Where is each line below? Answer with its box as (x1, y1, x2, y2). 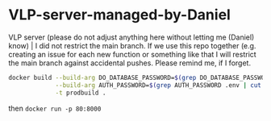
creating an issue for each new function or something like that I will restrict (8, 49, 256, 59)
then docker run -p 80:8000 (8, 103, 102, 113)
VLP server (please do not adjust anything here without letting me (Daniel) (8, 32, 255, 42)
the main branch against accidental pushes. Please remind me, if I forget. (8, 58, 252, 68)
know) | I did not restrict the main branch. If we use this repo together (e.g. (8, 40, 256, 50)
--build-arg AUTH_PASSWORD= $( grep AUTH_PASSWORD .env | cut (55, 81, 262, 90)
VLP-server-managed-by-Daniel (8, 6, 231, 24)
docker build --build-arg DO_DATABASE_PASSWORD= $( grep (8, 73, 197, 81)
